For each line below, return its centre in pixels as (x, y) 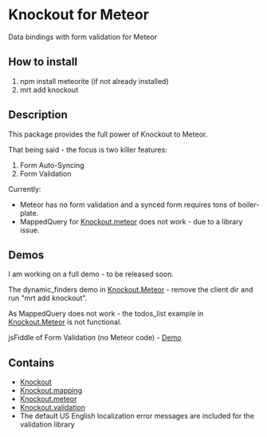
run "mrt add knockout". (48, 298)
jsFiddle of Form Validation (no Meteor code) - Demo (95, 338)
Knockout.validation (53, 407)
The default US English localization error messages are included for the (137, 416)
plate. (29, 213)
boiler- (249, 205)
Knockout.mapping (51, 391)
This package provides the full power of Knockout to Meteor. (108, 134)
